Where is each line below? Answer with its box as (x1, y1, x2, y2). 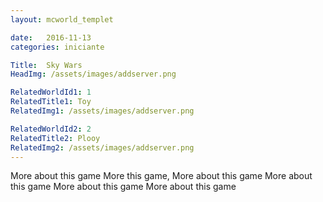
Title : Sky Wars (10, 60, 83, 70)
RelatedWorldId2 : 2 (10, 124, 92, 134)
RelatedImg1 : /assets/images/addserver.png (10, 106, 195, 116)
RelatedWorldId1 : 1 (10, 87, 92, 98)
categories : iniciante (10, 42, 105, 52)
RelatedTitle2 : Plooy (10, 133, 101, 143)
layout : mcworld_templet (10, 14, 114, 25)
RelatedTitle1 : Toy (10, 97, 92, 107)
